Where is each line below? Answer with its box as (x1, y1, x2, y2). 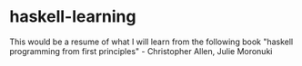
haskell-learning (9, 6, 136, 27)
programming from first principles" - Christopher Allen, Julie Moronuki (9, 45, 273, 56)
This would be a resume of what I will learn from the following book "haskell (9, 36, 294, 47)
